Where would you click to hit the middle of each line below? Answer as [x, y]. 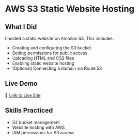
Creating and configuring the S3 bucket [51, 48]
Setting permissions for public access [50, 53]
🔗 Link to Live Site [23, 95]
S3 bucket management [36, 122]
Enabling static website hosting [43, 63]
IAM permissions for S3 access [43, 132]
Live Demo [21, 84]
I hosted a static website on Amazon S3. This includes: [60, 38]
